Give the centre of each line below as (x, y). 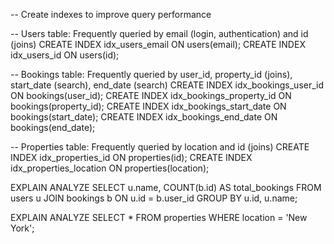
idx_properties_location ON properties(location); (110, 168)
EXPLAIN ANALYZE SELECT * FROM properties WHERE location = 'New (159, 217)
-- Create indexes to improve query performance (111, 14)
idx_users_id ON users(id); (65, 55)
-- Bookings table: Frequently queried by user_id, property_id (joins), (151, 74)
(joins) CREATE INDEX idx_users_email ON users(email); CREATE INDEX (158, 44)
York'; (22, 228)
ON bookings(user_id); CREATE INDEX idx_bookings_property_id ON (151, 95)
